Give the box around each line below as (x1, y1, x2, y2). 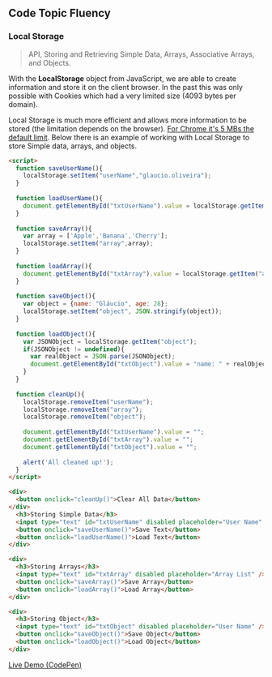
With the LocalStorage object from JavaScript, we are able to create (8, 73, 237, 84)
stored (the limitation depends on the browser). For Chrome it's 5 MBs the (8, 123, 255, 133)
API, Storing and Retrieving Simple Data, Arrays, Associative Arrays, (28, 49, 255, 59)
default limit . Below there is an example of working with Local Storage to (8, 132, 250, 142)
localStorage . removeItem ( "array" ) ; (23, 405, 143, 413)
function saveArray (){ (15, 225, 92, 233)
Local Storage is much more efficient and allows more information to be (8, 115, 247, 125)
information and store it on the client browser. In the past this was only (8, 82, 243, 92)
